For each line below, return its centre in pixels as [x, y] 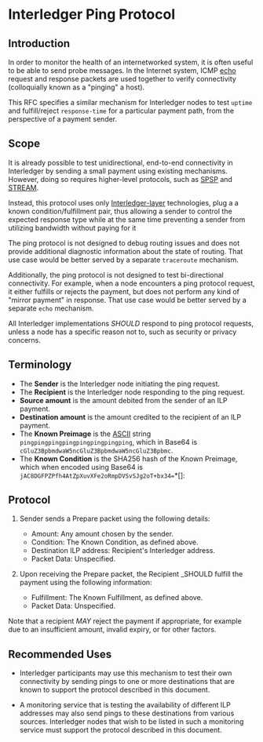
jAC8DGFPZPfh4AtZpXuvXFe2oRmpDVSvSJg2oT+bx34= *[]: [102, 475]
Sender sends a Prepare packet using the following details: [115, 518]
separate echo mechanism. [51, 308]
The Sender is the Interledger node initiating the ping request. [120, 384]
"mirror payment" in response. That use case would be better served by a [128, 300]
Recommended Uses [60, 654]
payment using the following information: [86, 583]
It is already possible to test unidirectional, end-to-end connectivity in [121, 162]
